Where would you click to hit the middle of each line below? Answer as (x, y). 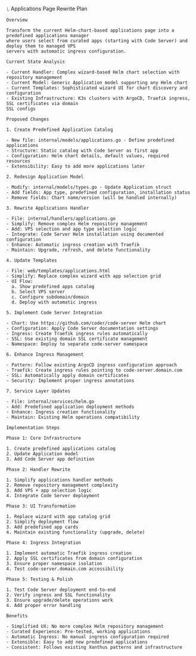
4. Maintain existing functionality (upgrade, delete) (76, 532)
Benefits (17, 616)
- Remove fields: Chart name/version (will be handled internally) (92, 198)
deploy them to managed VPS (41, 46)
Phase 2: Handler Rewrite (38, 470)
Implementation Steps (33, 428)
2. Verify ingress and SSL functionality (58, 595)
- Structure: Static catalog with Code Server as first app (83, 151)
